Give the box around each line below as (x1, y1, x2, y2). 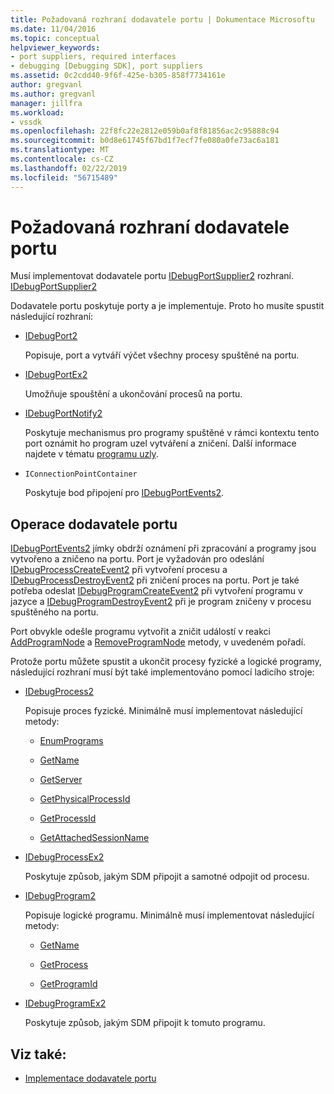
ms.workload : (10, 107, 65, 118)
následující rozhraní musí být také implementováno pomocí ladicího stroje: (10, 666, 315, 678)
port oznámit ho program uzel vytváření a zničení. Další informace (24, 437, 297, 450)
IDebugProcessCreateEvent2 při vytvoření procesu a (10, 564, 228, 576)
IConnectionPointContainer (24, 469, 138, 480)
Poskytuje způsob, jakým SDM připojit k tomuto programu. (24, 1017, 266, 1029)
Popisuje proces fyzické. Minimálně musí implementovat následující (24, 705, 303, 717)
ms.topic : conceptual (10, 33, 101, 43)
